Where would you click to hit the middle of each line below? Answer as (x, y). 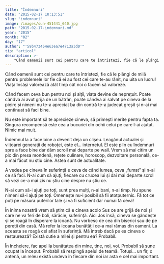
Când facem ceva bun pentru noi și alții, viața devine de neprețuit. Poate (78, 94)
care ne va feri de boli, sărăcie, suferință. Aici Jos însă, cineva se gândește (81, 216)
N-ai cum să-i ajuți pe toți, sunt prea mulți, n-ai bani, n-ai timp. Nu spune (79, 190)
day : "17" (15, 42)
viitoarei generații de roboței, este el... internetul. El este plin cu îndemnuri (80, 145)
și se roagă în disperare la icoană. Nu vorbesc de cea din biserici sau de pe (81, 221)
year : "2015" (18, 33)
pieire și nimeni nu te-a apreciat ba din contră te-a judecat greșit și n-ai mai (81, 105)
